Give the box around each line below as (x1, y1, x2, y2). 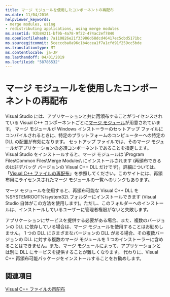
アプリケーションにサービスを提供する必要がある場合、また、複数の (5, 217, 148, 223)
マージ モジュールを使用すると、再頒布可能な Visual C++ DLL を (5, 187, 139, 193)
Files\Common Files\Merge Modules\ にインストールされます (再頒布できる (5, 158, 161, 164)
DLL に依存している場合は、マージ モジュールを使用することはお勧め (15, 224, 159, 230)
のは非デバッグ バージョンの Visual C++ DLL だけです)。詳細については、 (5, 164, 159, 170)
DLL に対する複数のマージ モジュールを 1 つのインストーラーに (24, 237, 155, 243)
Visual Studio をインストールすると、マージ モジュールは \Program (5, 151, 145, 157)
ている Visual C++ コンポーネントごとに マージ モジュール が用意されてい (5, 120, 156, 126)
